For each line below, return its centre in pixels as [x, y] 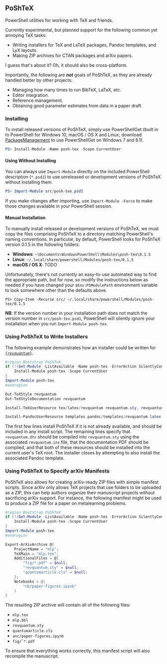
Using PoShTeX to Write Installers [46, 337]
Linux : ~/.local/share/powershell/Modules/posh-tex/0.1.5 [73, 259]
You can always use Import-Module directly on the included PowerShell [78, 172]
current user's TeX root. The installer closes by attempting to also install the [83, 453]
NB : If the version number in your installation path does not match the [76, 313]
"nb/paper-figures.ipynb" [50, 586]
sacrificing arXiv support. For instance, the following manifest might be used [83, 498]
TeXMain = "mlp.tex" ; [36, 554]
